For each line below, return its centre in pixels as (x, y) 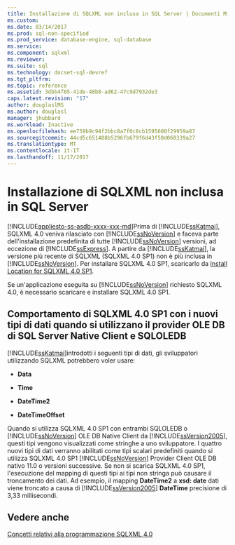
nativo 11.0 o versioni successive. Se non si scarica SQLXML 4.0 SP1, (106, 465)
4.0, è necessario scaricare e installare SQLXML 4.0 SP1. (89, 292)
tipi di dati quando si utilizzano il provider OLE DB (116, 325)
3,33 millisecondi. (33, 495)
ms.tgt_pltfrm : (29, 79)
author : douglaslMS (36, 105)
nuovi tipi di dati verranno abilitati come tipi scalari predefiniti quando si (110, 450)
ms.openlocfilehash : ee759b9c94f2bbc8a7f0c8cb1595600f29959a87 (101, 131)
